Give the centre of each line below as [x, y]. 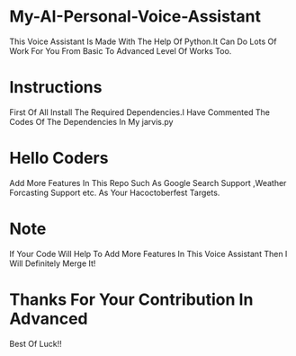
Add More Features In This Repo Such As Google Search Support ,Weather [148, 182]
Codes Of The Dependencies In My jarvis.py [91, 121]
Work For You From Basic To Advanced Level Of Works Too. [121, 50]
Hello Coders [59, 158]
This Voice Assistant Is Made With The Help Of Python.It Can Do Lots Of [143, 41]
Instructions [56, 88]
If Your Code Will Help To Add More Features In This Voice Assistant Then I [148, 254]
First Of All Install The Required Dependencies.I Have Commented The [139, 112]
